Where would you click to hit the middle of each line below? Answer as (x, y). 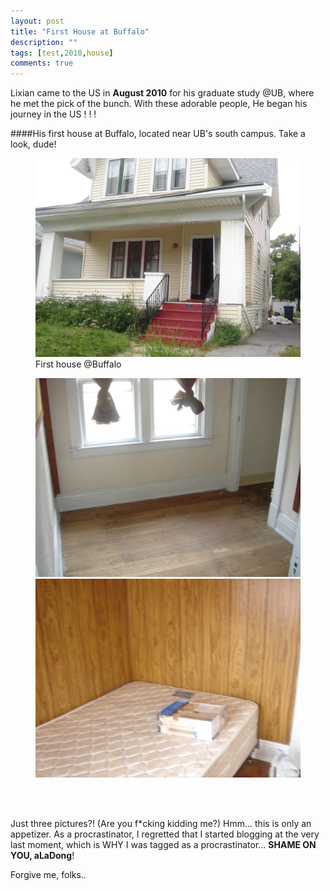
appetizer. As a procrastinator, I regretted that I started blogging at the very (165, 834)
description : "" (44, 42)
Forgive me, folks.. (48, 875)
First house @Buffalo (78, 364)
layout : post (37, 21)
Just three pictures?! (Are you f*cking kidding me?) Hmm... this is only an (161, 824)
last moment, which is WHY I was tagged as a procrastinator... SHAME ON (163, 845)
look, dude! (33, 144)
